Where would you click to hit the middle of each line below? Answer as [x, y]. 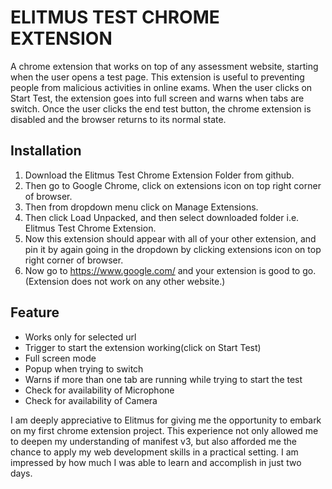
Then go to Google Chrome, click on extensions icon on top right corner [173, 185]
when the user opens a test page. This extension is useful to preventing [157, 77]
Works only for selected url [80, 337]
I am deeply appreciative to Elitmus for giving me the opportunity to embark [166, 420]
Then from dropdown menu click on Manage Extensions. [141, 207]
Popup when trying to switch [84, 368]
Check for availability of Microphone [99, 390]
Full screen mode [60, 358]
